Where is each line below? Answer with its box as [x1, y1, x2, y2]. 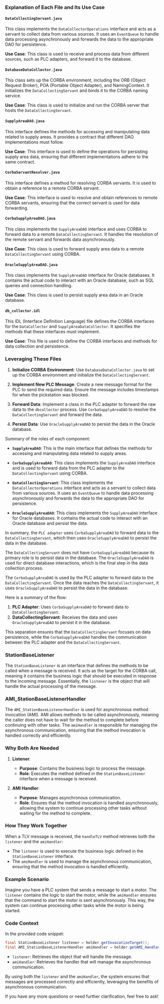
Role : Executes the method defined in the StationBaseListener [19, 771, 145, 776]
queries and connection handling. [5, 283, 73, 289]
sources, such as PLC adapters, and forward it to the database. [5, 56, 132, 62]
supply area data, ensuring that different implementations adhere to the [5, 153, 149, 160]
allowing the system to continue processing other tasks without [19, 805, 147, 811]
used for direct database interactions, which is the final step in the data [5, 560, 148, 565]
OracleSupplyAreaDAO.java [5, 262, 58, 267]
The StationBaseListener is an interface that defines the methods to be [5, 662, 149, 668]
